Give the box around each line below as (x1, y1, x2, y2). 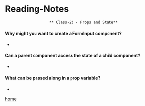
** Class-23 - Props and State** (49, 20, 118, 25)
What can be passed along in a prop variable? (5, 75, 101, 81)
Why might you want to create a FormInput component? (5, 30, 122, 36)
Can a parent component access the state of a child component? (5, 53, 141, 58)
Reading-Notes (5, 3, 69, 15)
